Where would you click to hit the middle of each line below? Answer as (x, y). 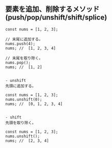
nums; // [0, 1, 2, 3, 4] (34, 104)
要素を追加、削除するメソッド (52, 9)
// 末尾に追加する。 (24, 39)
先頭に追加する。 (21, 86)
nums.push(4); (20, 44)
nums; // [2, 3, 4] (27, 141)
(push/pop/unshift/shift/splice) (56, 18)
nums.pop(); (18, 62)
